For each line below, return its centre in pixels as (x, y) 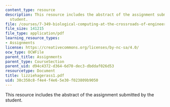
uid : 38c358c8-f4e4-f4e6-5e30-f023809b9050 (52, 80)
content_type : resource (30, 10)
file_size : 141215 (25, 29)
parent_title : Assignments (34, 57)
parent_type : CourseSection (35, 62)
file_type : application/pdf (35, 33)
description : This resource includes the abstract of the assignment (80, 15)
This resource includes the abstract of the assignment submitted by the (80, 94)
